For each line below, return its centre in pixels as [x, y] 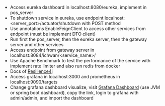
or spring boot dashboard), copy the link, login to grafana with [74, 93]
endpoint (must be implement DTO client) [53, 34]
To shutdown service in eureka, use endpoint [57, 18]
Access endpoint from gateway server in [52, 50]
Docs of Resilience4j [31, 71]
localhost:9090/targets [34, 82]
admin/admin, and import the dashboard [52, 98]
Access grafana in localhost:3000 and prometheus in [65, 77]
